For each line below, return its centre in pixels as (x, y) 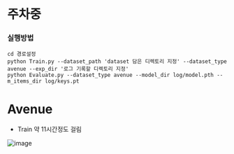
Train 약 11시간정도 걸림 (50, 129)
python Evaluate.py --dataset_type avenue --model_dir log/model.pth (111, 75)
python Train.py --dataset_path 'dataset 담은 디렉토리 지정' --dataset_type (117, 62)
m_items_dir (24, 81)
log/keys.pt (62, 81)
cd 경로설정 (22, 54)
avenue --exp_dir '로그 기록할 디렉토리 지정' (68, 69)
